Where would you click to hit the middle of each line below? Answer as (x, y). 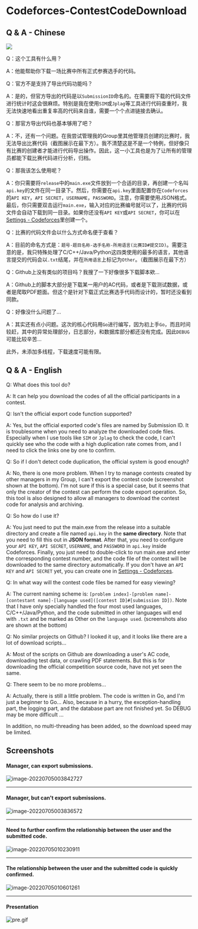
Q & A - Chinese (36, 33)
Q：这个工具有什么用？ (34, 58)
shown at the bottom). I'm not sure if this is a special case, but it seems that (98, 485)
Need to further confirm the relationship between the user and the (89, 830)
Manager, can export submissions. (49, 766)
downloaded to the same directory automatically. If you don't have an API (95, 564)
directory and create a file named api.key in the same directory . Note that (96, 533)
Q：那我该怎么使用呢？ (34, 170)
